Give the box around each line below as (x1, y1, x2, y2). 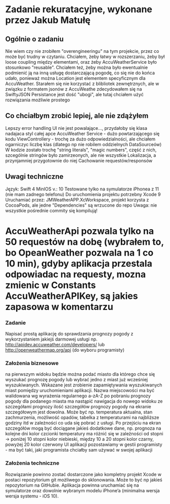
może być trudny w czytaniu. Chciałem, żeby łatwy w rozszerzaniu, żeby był (5, 53, 165, 60)
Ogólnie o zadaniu (5, 35, 64, 43)
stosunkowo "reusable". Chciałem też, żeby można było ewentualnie (5, 65, 148, 70)
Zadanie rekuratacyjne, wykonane (5, 4, 153, 15)
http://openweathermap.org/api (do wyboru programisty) (5, 347, 125, 353)
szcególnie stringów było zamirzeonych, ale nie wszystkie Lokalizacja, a (5, 152, 156, 158)
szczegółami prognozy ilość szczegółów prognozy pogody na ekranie (5, 404, 151, 410)
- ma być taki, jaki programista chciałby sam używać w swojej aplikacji (5, 447, 153, 453)
